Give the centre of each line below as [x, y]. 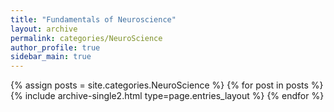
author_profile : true [55, 47]
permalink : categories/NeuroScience [86, 38]
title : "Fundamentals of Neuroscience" [93, 19]
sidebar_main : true [51, 57]
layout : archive [44, 29]
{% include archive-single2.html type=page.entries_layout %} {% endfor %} [167, 96]
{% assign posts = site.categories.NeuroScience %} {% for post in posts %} [167, 85]
